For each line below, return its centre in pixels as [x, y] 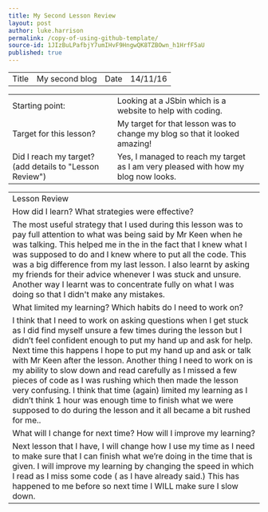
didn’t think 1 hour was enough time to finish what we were [123, 400]
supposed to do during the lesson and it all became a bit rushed [132, 410]
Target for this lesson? [54, 134]
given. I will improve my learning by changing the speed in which [133, 466]
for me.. [27, 420]
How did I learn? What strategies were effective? [103, 211]
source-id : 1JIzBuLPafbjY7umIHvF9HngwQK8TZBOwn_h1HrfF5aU [106, 46]
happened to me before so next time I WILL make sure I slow [126, 486]
